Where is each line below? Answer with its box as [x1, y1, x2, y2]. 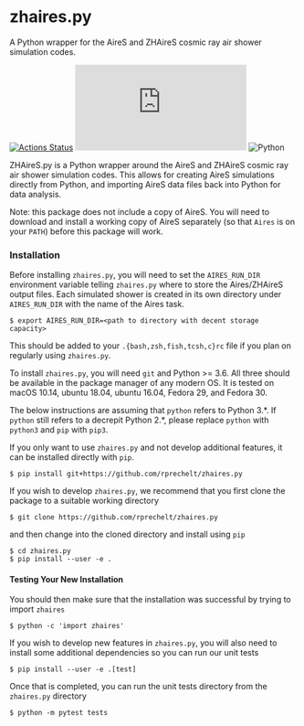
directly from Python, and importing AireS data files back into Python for [9, 178, 281, 189]
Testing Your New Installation [9, 573, 124, 584]
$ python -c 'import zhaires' [9, 622, 125, 631]
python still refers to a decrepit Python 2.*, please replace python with [9, 414, 269, 426]
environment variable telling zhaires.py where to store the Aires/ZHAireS [9, 279, 284, 290]
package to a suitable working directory [9, 496, 160, 507]
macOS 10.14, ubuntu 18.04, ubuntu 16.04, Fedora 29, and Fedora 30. [9, 387, 267, 399]
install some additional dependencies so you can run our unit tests [9, 647, 259, 658]
